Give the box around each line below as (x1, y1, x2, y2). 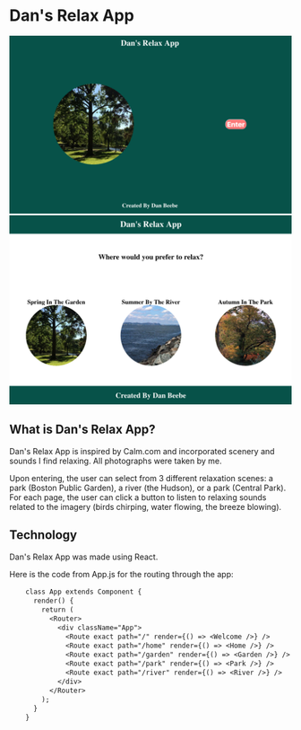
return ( (41, 605, 74, 614)
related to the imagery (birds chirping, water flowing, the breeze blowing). (9, 501, 282, 512)
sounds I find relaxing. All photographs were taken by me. (9, 455, 222, 466)
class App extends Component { (25, 587, 142, 596)
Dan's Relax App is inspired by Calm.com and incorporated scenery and (9, 445, 275, 456)
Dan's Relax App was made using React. (9, 551, 159, 562)
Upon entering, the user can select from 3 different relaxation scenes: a (9, 472, 273, 483)
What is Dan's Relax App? (9, 422, 156, 437)
